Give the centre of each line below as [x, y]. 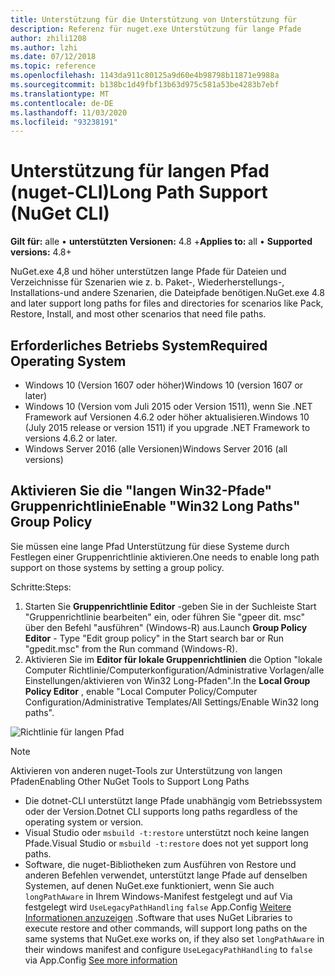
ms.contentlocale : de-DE [62, 103]
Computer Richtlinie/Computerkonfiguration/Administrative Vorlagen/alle [174, 670]
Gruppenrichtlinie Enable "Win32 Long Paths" [155, 506]
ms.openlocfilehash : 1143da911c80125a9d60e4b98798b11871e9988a [145, 76]
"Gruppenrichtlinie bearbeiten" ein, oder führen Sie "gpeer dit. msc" [165, 617]
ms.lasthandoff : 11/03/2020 [69, 112]
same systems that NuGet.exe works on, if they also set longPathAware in [174, 938]
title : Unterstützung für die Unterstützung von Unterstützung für [154, 19]
